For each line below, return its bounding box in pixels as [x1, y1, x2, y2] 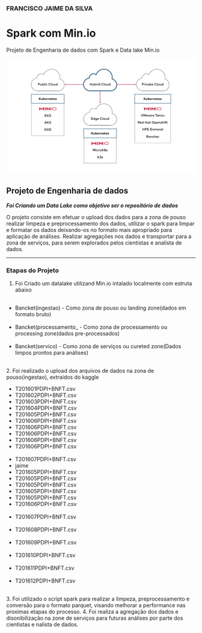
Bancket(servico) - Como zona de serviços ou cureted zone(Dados [14, 343, 182, 350]
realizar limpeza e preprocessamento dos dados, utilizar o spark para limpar [6, 220, 195, 227]
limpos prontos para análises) [14, 349, 89, 357]
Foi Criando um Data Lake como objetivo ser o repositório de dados [6, 202, 179, 209]
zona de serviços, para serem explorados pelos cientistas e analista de [6, 239, 182, 246]
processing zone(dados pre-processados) [14, 330, 120, 337]
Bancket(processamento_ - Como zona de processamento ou [14, 323, 168, 331]
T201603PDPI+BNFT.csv [14, 398, 77, 405]
